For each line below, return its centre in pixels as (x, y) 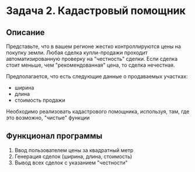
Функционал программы (54, 136)
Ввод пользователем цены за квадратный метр (74, 150)
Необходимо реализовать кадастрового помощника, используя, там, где (98, 111)
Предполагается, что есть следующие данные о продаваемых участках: (97, 76)
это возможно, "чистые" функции (48, 118)
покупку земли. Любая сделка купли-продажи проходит (77, 53)
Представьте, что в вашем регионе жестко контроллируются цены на (93, 46)
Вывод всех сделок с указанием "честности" (71, 163)
